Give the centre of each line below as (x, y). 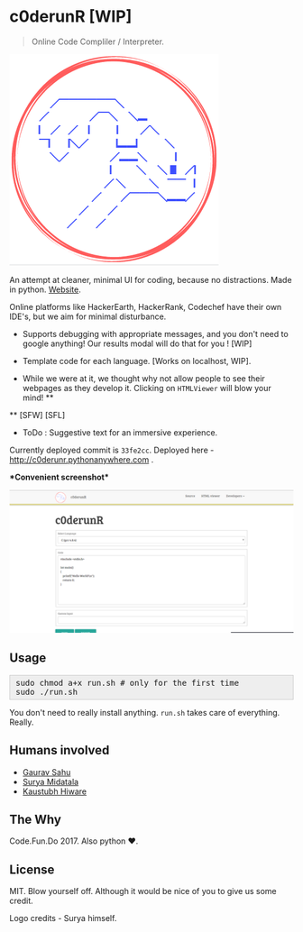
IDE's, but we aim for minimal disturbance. (88, 316)
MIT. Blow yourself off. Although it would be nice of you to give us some (143, 891)
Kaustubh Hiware (55, 791)
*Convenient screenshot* (60, 477)
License (32, 869)
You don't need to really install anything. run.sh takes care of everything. (145, 712)
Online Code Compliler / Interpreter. (98, 41)
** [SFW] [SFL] (37, 415)
